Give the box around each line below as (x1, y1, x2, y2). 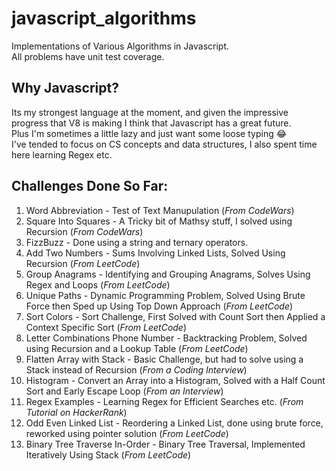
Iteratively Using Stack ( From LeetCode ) (25, 448, 192, 461)
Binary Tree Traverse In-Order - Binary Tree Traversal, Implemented (25, 438, 306, 450)
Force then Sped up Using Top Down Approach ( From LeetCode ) (25, 300, 294, 312)
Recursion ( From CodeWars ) (25, 225, 144, 237)
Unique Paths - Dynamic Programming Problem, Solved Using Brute (25, 289, 306, 301)
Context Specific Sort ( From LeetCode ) (25, 321, 188, 333)
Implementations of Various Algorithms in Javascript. (11, 40, 229, 52)
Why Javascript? (11, 80, 119, 97)
